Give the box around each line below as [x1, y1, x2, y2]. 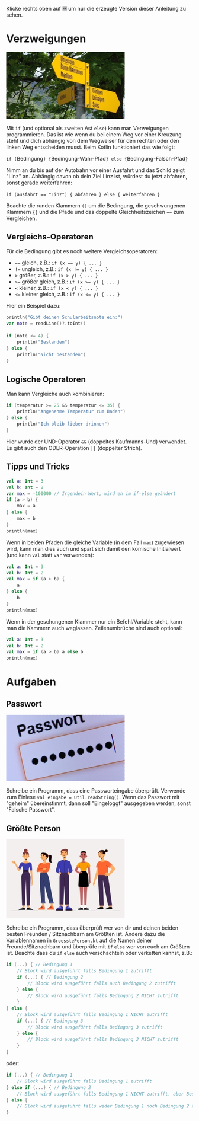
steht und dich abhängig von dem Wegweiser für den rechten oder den [6, 137, 179, 144]
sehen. [6, 11, 23, 18]
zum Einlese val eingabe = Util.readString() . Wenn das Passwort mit [6, 794, 180, 801]
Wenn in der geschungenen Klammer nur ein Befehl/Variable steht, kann [6, 618, 182, 625]
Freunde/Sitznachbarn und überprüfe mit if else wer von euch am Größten [6, 943, 190, 950]
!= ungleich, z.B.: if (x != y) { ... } [14, 265, 108, 272]
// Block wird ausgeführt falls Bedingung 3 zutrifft [27, 1024, 163, 1030]
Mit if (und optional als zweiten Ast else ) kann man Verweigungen [6, 124, 169, 132]
